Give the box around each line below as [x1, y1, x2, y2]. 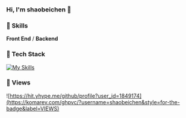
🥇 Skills [6, 21, 28, 29]
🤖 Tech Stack [6, 50, 46, 59]
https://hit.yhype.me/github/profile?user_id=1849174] [10, 92, 142, 99]
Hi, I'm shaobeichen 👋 [6, 5, 72, 14]
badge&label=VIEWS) [6, 105, 60, 112]
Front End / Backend [6, 35, 58, 43]
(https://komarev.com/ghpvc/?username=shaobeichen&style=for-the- [6, 98, 181, 105]
